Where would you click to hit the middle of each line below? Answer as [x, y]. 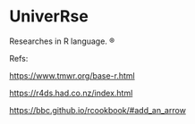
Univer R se [49, 17]
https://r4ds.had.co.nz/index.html [71, 93]
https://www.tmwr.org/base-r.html [72, 75]
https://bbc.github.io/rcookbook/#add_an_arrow [97, 110]
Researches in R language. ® [62, 41]
